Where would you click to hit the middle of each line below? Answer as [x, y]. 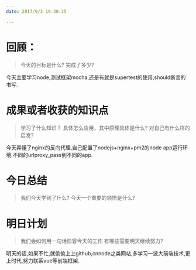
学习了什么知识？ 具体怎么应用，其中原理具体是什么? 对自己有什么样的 [105, 128]
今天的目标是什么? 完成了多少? [57, 64]
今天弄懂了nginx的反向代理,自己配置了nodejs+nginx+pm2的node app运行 [94, 148]
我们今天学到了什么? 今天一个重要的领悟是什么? [78, 198]
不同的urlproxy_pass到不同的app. [53, 155]
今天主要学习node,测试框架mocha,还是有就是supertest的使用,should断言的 [96, 77]
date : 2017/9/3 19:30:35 [36, 11]
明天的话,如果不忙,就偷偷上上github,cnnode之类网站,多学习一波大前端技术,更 [98, 254]
